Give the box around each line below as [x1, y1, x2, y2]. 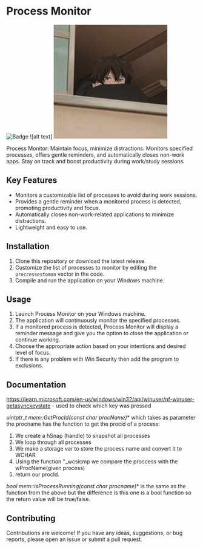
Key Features [6, 175, 58, 186]
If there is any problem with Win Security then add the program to [15, 355, 179, 363]
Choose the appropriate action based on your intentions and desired [15, 343, 186, 350]
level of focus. [15, 349, 51, 356]
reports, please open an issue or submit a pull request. [6, 536, 142, 543]
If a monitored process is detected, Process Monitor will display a [15, 323, 179, 330]
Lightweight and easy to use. [15, 223, 88, 231]
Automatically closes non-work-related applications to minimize [15, 211, 175, 218]
